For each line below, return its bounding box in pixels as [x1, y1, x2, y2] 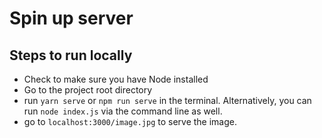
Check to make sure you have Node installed [23, 73, 209, 85]
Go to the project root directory [23, 84, 153, 96]
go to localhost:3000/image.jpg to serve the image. [23, 116, 238, 127]
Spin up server [9, 7, 134, 30]
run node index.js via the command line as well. [23, 105, 223, 117]
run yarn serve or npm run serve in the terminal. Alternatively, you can [23, 95, 312, 106]
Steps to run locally [9, 47, 133, 64]
